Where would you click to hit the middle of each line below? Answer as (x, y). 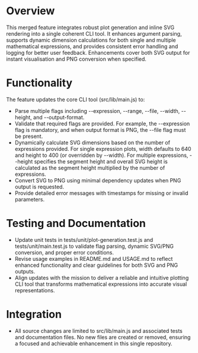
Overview (31, 11)
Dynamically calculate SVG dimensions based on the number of (92, 142)
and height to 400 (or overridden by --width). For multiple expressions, (101, 155)
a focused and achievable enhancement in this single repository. (93, 343)
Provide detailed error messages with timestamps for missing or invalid (101, 193)
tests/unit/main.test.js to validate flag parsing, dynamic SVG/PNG (94, 246)
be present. (29, 136)
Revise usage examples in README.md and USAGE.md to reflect (94, 259)
